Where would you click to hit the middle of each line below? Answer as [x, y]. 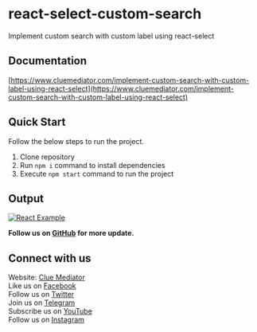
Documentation [48, 61]
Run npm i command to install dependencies [92, 165]
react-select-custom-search [105, 14]
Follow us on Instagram [47, 320]
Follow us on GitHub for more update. [71, 233]
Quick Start [37, 122]
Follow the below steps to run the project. [76, 141]
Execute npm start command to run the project [97, 174]
